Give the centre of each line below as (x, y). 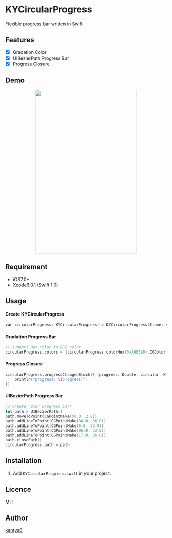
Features (20, 40)
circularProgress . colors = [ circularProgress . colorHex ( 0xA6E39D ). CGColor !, (88, 352)
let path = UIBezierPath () (34, 411)
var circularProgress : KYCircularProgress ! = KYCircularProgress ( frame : (84, 325)
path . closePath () (24, 440)
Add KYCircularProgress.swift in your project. (62, 473)
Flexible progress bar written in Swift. (45, 24)
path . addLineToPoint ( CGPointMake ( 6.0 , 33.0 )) (55, 426)
